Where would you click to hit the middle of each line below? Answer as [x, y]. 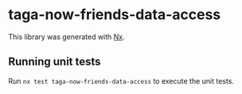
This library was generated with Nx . [66, 37]
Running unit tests [55, 62]
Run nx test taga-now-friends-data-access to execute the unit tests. [121, 80]
